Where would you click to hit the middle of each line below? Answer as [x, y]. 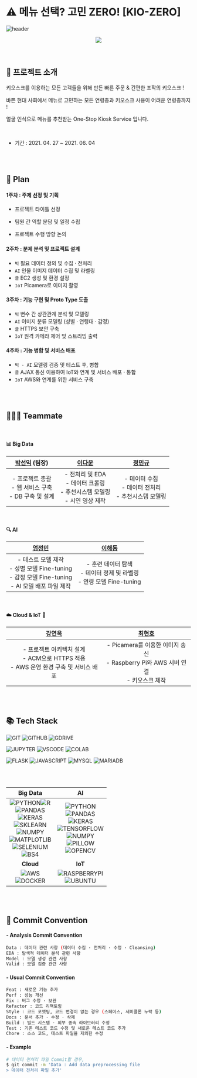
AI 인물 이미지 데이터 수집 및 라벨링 [55, 270]
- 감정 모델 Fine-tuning [40, 578]
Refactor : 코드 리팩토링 [34, 1006]
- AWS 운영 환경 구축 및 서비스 [50, 667]
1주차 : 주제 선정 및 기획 [33, 195]
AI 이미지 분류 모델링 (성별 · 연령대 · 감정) [62, 321]
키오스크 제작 [149, 681]
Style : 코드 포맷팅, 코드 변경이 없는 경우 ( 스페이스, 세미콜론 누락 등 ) [84, 1011]
